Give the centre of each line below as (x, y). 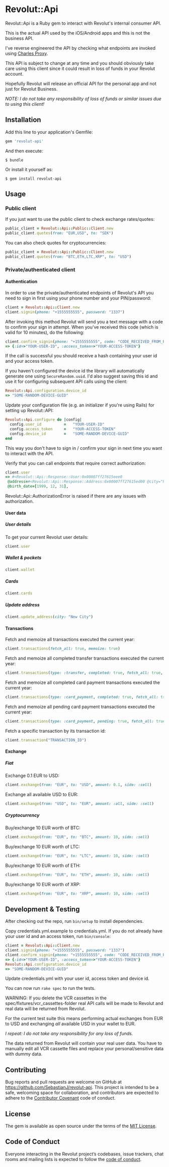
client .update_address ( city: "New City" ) (49, 617)
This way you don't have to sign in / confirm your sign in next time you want (84, 448)
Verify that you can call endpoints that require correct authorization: (75, 463)
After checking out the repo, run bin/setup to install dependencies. (74, 921)
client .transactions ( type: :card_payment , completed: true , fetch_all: (82, 697)
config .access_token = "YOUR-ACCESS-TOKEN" (63, 429)
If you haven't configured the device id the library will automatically (75, 371)
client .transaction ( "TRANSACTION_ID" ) (46, 740)
